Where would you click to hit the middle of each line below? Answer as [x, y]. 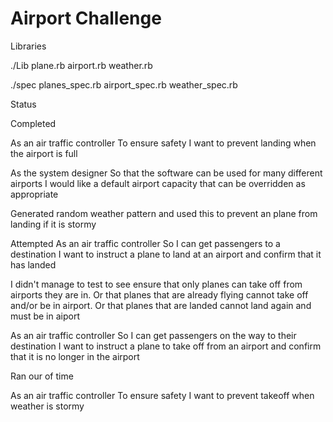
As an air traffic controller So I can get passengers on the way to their [153, 335]
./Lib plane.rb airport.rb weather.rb [81, 65]
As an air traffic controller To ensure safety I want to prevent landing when [163, 143]
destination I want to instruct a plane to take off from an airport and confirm [166, 346]
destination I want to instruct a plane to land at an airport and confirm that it [166, 254]
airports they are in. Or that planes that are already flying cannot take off [159, 294]
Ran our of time [42, 376]
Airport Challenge [86, 18]
